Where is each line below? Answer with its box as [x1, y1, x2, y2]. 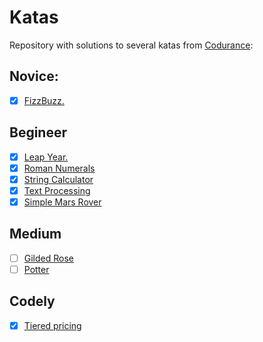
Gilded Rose [23, 252, 75, 264]
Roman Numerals [23, 162, 96, 174]
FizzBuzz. [23, 94, 65, 106]
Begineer [9, 124, 68, 141]
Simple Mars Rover [23, 196, 102, 208]
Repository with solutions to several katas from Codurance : [9, 39, 254, 51]
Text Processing [23, 184, 91, 196]
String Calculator [23, 173, 94, 185]
